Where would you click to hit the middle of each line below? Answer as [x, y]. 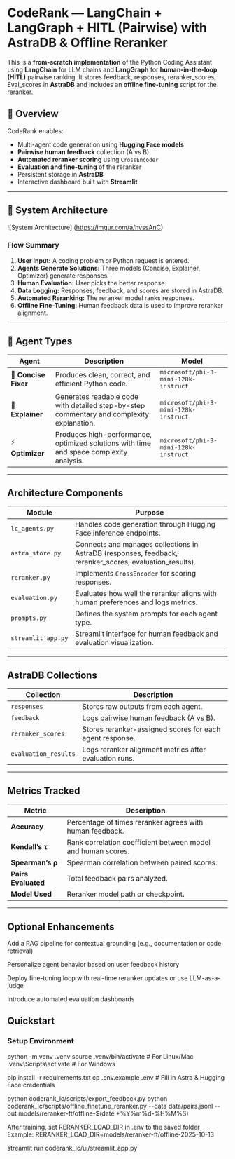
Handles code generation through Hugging [145, 524]
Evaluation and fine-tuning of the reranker [79, 167]
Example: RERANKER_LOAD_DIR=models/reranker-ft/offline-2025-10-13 [111, 1134]
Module [40, 513]
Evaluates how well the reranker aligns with [145, 594]
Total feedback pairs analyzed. [117, 879]
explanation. [75, 423]
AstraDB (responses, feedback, [126, 553]
